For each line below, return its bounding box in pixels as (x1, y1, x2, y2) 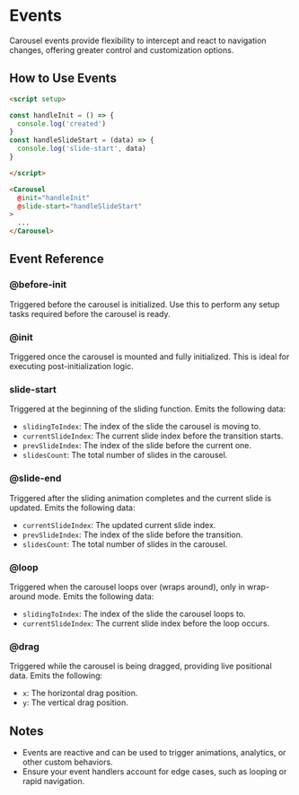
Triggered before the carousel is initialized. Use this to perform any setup (9, 298, 280, 310)
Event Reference (9, 252, 105, 267)
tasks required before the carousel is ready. (9, 308, 171, 319)
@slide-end (9, 473, 62, 485)
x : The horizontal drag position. (22, 688, 138, 699)
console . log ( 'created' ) (17, 119, 106, 128)
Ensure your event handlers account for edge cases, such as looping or (22, 765, 287, 777)
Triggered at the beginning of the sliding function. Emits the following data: (9, 403, 286, 414)
